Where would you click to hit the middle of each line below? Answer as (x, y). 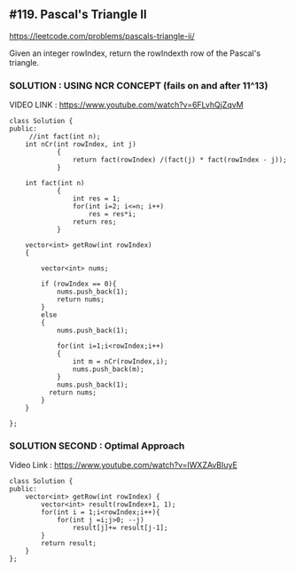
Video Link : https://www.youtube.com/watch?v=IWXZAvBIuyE (123, 465)
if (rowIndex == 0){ (79, 284)
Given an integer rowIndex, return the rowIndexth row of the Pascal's (135, 53)
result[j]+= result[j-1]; (120, 528)
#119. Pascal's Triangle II (78, 15)
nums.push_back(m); (108, 370)
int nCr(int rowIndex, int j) (81, 145)
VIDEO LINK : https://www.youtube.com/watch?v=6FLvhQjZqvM (126, 105)
